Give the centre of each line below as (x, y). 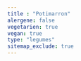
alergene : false (31, 20)
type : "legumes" (31, 40)
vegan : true (25, 33)
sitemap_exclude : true (40, 46)
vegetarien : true (33, 27)
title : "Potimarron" (39, 14)
